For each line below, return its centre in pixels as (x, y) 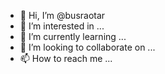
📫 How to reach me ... (66, 58)
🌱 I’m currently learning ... (73, 36)
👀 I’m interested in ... (62, 26)
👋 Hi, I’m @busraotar (62, 15)
